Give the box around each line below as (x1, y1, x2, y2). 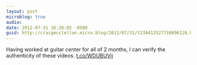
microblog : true (6, 14, 46, 20)
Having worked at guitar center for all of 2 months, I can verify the (6, 46, 166, 53)
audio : (6, 19, 22, 25)
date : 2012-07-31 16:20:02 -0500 (6, 24, 88, 31)
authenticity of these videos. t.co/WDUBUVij (6, 52, 113, 59)
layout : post (6, 8, 38, 15)
